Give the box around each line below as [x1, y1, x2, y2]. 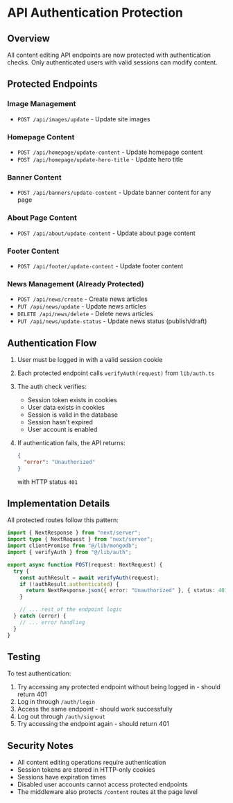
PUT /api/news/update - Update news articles [17, 302, 147, 311]
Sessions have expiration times [17, 773, 106, 782]
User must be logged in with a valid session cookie [17, 355, 163, 363]
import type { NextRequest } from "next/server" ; [7, 536, 154, 543]
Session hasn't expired [27, 417, 94, 426]
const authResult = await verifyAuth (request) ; [19, 574, 159, 581]
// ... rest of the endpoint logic [19, 606, 123, 613]
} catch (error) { [13, 612, 67, 620]
